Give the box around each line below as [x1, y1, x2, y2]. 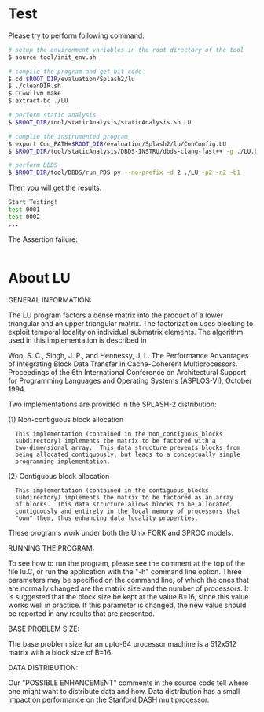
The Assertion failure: [8, 234, 79, 244]
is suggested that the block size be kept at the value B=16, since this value [8, 591, 249, 601]
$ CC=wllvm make [8, 90, 61, 98]
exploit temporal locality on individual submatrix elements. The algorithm [8, 327, 244, 336]
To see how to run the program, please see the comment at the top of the [8, 558, 246, 568]
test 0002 [8, 213, 41, 221]
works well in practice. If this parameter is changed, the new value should [8, 600, 247, 610]
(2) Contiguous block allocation [8, 471, 110, 480]
